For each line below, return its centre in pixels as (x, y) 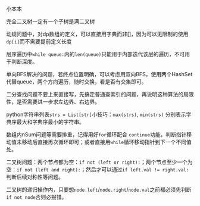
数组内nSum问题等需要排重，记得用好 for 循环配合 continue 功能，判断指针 (96, 135)
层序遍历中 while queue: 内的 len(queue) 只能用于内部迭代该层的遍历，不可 (96, 54)
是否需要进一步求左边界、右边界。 (58, 102)
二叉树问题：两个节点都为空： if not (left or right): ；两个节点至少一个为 (99, 162)
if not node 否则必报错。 (37, 197)
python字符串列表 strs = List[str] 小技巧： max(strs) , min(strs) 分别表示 (96, 114)
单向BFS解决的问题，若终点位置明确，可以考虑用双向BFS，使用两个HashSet (99, 74)
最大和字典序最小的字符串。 (50, 122)
